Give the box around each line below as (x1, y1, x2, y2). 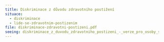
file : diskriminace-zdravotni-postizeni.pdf (5, 25, 97, 30)
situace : (5, 12, 23, 16)
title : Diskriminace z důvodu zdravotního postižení (5, 7, 115, 12)
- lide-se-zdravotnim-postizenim (9, 20, 78, 26)
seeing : (5, 29, 21, 34)
